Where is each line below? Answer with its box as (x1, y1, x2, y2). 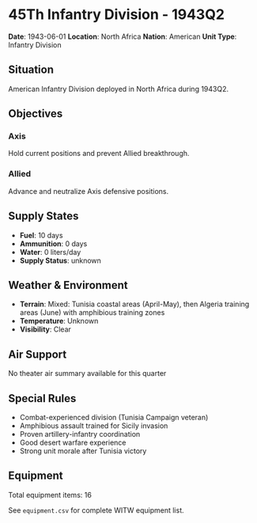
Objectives (8, 107, 63, 120)
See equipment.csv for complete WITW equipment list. (8, 505, 184, 515)
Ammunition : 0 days (19, 239, 88, 248)
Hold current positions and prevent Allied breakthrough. (8, 149, 190, 158)
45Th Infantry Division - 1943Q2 (8, 6, 225, 24)
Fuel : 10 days (19, 230, 63, 240)
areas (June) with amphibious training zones (19, 308, 165, 317)
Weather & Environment (8, 279, 128, 292)
